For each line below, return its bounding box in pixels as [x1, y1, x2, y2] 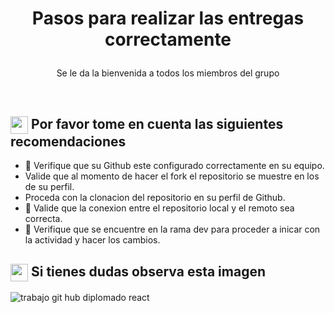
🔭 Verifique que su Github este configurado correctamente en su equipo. [24, 160, 325, 172]
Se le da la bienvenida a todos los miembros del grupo [56, 67, 280, 79]
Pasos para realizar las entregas [31, 7, 305, 30]
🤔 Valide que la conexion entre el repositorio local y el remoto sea [24, 202, 295, 214]
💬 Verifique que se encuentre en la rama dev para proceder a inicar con [24, 223, 321, 236]
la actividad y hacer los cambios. [24, 234, 161, 246]
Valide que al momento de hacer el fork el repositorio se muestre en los [24, 170, 320, 182]
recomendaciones [10, 133, 127, 150]
